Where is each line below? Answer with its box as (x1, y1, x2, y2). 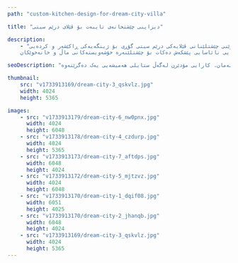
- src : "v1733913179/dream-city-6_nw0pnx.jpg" (20, 114, 160, 121)
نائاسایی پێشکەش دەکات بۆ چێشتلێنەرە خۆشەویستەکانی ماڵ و (52, 49, 221, 57)
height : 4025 (25, 206, 65, 213)
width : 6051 (25, 199, 62, 206)
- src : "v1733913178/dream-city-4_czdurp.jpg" (20, 134, 160, 141)
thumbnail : (7, 75, 40, 82)
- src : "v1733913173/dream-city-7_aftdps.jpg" (20, 153, 160, 160)
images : (7, 107, 30, 114)
